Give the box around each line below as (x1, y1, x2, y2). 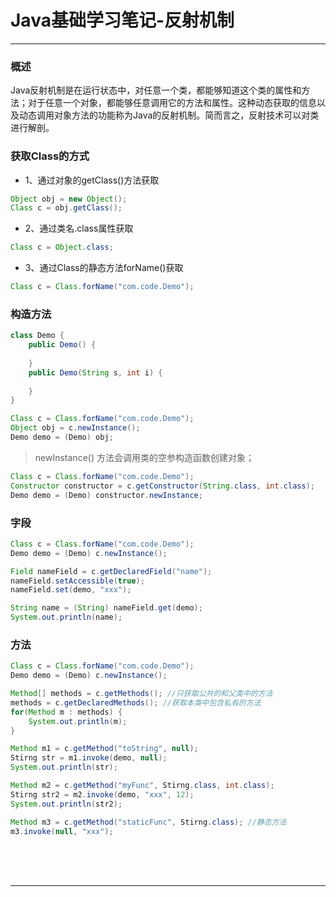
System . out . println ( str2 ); (10, 799, 123, 809)
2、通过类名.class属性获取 (24, 222, 134, 235)
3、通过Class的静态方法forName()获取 (24, 262, 184, 274)
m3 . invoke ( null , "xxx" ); (10, 826, 114, 836)
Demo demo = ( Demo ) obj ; (10, 432, 114, 443)
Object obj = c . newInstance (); (10, 423, 141, 433)
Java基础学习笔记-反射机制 (10, 9, 235, 32)
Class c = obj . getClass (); (10, 203, 123, 213)
